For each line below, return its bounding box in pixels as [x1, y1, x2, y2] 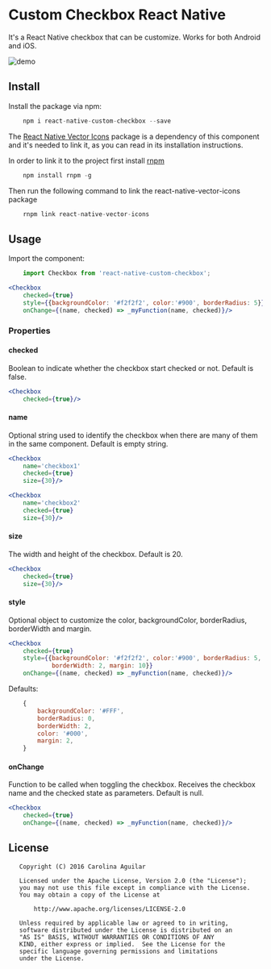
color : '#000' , [37, 730, 89, 738]
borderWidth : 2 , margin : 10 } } [51, 662, 153, 670]
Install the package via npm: [8, 101, 102, 110]
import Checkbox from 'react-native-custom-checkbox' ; [23, 269, 211, 277]
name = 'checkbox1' [23, 462, 81, 470]
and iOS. [8, 40, 37, 50]
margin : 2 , [37, 737, 74, 745]
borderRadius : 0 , [37, 714, 95, 722]
